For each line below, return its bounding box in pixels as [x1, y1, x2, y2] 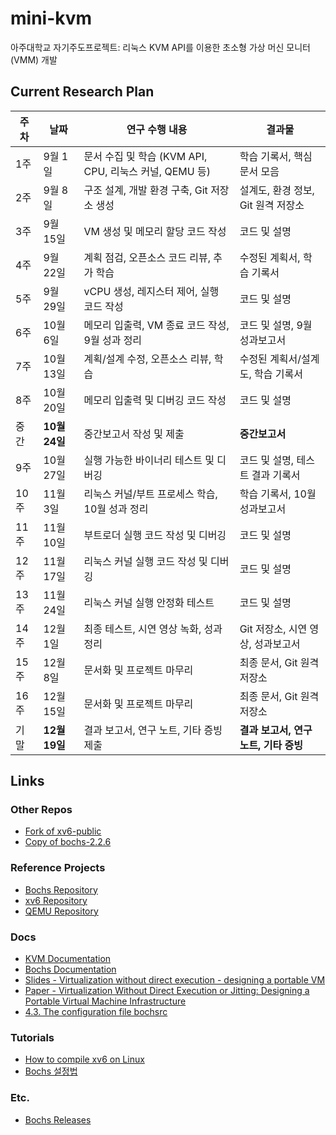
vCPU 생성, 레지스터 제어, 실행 [83, 284, 220, 298]
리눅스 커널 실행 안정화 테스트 [83, 595, 215, 609]
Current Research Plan [10, 83, 155, 101]
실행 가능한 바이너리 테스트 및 [83, 453, 215, 467]
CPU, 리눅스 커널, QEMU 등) [83, 164, 211, 178]
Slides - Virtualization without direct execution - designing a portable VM [24, 974, 326, 986]
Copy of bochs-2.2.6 [24, 836, 112, 848]
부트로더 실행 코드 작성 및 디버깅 [83, 528, 227, 542]
